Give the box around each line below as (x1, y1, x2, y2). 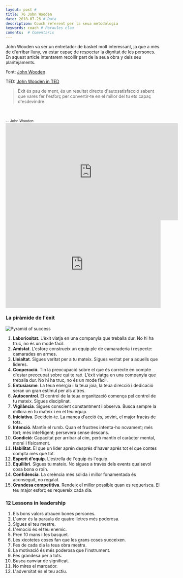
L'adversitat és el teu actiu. (12, 568, 67, 575)
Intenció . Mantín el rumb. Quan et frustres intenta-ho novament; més (12, 424, 153, 430)
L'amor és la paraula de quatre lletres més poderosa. (12, 516, 120, 522)
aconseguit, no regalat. (12, 476, 60, 482)
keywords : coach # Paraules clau (5, 26, 74, 31)
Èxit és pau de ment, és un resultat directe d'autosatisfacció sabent (17, 88, 154, 94)
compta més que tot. (12, 450, 55, 456)
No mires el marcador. (12, 563, 58, 569)
